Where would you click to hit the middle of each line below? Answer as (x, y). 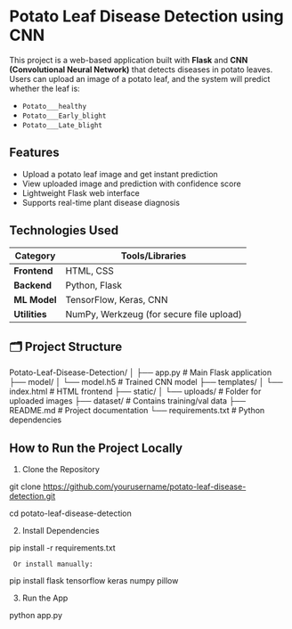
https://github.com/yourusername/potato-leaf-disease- (145, 486)
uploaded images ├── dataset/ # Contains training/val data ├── (128, 401)
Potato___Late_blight (62, 125)
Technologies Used (64, 230)
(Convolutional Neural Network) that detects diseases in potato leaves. (141, 69)
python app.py (36, 616)
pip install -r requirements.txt (62, 548)
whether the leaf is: (45, 88)
